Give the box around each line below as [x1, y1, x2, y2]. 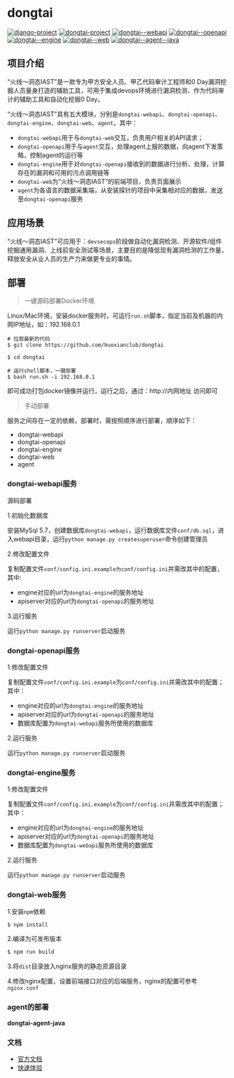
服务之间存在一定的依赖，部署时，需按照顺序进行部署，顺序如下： [7, 416, 197, 425]
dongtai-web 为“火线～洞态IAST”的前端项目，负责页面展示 [17, 177, 182, 185]
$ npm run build [7, 949, 54, 956]
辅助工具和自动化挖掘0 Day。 [19, 94, 104, 103]
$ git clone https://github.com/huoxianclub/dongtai [7, 341, 164, 349]
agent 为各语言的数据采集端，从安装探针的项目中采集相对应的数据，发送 [17, 185, 224, 194]
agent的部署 [7, 1002, 49, 1012]
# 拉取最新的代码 [7, 336, 50, 343]
